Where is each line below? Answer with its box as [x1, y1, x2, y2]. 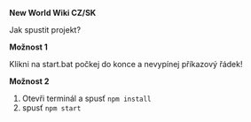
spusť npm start [21, 103, 82, 113]
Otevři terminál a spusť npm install [21, 93, 153, 103]
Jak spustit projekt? [9, 25, 82, 34]
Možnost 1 [9, 42, 48, 52]
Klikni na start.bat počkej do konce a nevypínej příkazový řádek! [9, 59, 243, 69]
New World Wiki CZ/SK [9, 8, 97, 18]
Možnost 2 [9, 76, 50, 87]
